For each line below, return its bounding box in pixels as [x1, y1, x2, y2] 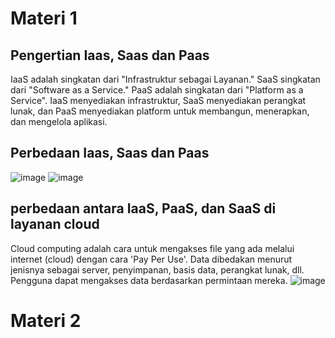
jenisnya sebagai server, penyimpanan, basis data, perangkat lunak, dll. [10, 263, 305, 276]
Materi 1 [10, 7, 78, 30]
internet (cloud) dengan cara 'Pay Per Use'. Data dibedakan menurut [10, 253, 293, 265]
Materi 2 [10, 309, 82, 332]
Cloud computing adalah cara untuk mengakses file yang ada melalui [10, 242, 295, 254]
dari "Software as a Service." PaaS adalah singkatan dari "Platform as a [10, 84, 304, 96]
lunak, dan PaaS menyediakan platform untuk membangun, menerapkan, [10, 105, 310, 117]
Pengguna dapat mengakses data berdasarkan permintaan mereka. [10, 274, 288, 286]
